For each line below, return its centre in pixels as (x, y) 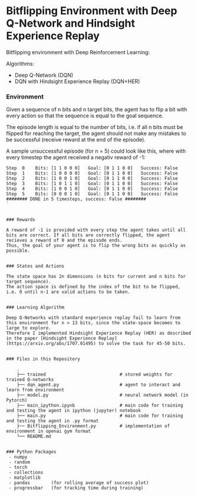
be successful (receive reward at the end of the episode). (76, 140)
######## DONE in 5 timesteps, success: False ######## (76, 199)
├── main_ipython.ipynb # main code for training (100, 406)
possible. (18, 251)
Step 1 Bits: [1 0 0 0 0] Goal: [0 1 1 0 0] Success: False (92, 173)
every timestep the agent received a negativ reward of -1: (76, 157)
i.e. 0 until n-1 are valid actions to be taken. (68, 292)
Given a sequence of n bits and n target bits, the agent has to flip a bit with (97, 110)
